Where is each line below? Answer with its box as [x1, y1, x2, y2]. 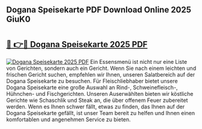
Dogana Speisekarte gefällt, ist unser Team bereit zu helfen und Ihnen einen [6, 110, 195, 116]
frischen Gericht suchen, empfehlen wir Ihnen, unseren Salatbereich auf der [6, 71, 195, 78]
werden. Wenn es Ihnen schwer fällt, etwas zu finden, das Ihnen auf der [6, 103, 185, 110]
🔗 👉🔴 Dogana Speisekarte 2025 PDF [6, 39, 148, 49]
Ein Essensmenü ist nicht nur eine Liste [90, 58, 188, 65]
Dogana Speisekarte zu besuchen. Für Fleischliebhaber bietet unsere [6, 78, 178, 84]
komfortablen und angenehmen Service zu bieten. [6, 116, 131, 123]
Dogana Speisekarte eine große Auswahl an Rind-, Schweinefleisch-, [6, 84, 178, 91]
